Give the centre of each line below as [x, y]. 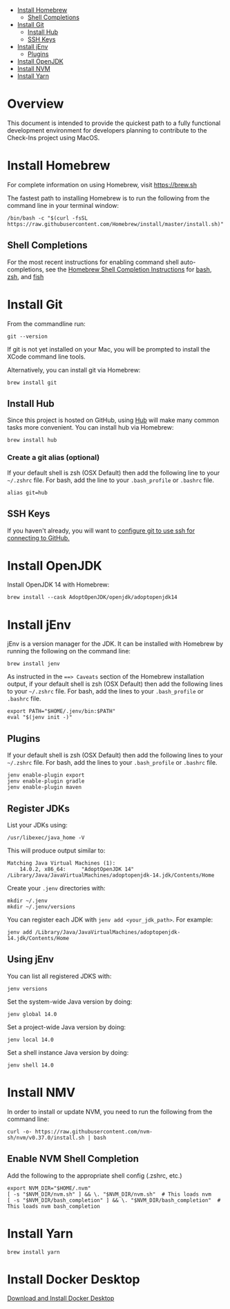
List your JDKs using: [37, 825]
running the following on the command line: [69, 651]
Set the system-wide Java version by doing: [70, 1002]
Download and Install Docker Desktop [61, 1299]
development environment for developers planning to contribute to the [107, 130]
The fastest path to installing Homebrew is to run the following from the [108, 198]
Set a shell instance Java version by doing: [68, 1052]
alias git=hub [28, 493]
